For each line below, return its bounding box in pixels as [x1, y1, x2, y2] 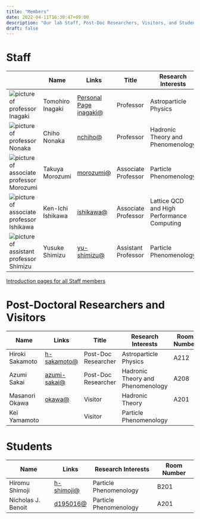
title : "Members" [6, 8, 49, 15]
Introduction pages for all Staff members [6, 278, 106, 285]
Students [6, 440, 52, 454]
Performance [150, 212, 187, 220]
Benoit [9, 504, 27, 512]
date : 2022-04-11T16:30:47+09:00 [6, 14, 89, 20]
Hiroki [9, 350, 26, 358]
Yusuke [43, 244, 64, 252]
